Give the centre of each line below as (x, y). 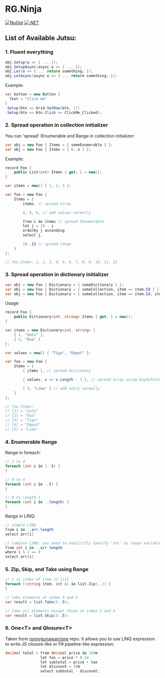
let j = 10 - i (38, 226)
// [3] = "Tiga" (22, 420)
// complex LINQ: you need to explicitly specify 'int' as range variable (83, 543)
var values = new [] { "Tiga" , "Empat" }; (48, 353)
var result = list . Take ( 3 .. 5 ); (37, 602)
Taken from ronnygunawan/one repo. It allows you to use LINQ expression (80, 639)
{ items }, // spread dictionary (57, 371)
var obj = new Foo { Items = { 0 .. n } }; (48, 149)
